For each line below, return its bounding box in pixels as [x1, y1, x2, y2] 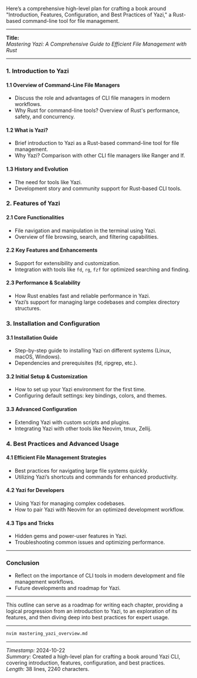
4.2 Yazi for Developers [6, 487, 64, 494]
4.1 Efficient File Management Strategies [6, 454, 107, 461]
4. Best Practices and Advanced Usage [6, 439, 119, 448]
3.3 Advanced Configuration [6, 405, 77, 412]
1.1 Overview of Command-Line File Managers [6, 82, 120, 89]
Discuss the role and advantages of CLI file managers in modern [14, 94, 170, 101]
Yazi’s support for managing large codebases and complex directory [14, 299, 180, 306]
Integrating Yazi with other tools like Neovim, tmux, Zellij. [14, 425, 152, 432]
